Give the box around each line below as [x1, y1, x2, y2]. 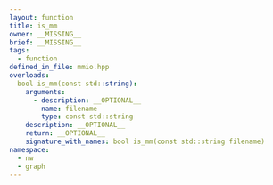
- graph [17, 162, 46, 171]
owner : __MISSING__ [9, 29, 82, 38]
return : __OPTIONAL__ [25, 129, 105, 138]
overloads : [9, 71, 50, 80]
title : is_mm [9, 21, 58, 30]
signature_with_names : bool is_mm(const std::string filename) [25, 137, 266, 146]
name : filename [41, 104, 98, 113]
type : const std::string [41, 112, 134, 121]
